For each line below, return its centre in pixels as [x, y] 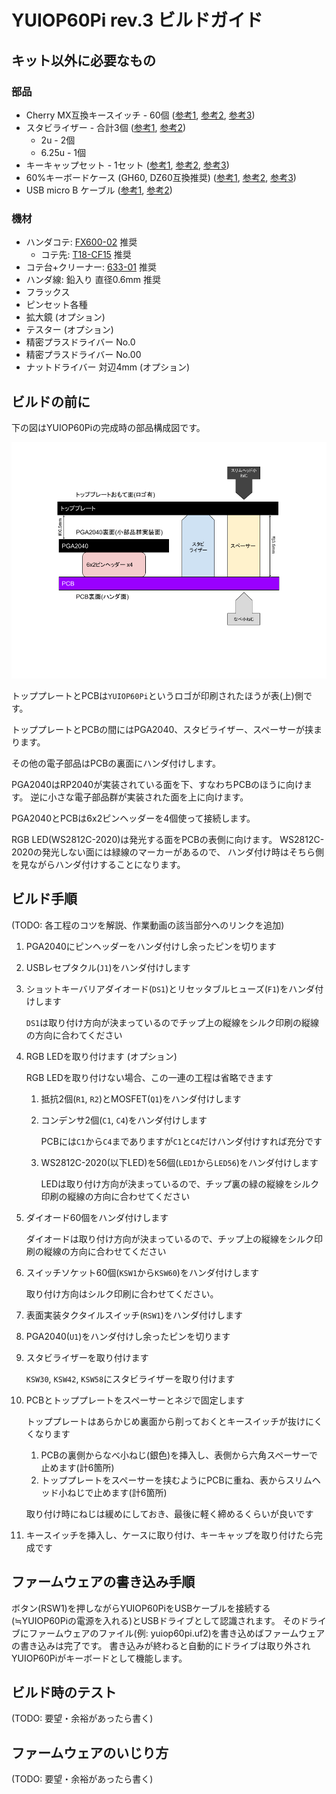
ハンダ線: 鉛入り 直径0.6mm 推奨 [93, 280]
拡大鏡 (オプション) [65, 317]
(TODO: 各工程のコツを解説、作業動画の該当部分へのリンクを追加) [148, 925]
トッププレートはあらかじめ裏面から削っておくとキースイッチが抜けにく [174, 1421]
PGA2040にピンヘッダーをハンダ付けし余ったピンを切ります [151, 946]
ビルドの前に [51, 401]
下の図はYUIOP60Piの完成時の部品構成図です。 [108, 427]
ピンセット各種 [56, 305]
